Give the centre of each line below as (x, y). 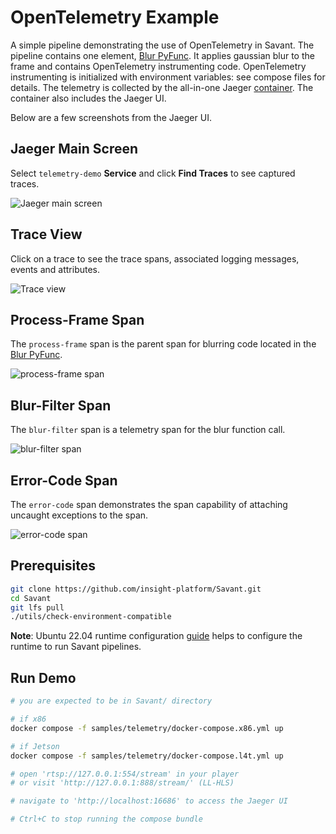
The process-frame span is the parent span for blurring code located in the (163, 344)
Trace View (46, 234)
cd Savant (31, 598)
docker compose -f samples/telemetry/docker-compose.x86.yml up (147, 728)
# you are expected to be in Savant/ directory (111, 701)
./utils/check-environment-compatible (91, 617)
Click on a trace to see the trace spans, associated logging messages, (155, 258)
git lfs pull (37, 607)
